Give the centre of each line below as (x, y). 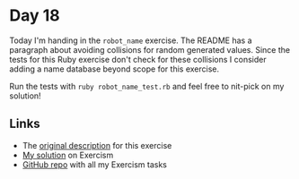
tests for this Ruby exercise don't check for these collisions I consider (138, 59)
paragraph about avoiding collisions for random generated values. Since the (149, 49)
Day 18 (35, 16)
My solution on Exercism (68, 155)
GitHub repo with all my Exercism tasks (95, 164)
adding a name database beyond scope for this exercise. (114, 69)
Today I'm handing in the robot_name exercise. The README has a (131, 40)
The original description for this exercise (97, 145)
